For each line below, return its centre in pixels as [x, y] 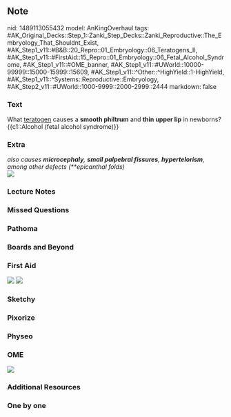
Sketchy [21, 299]
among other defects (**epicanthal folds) [66, 167]
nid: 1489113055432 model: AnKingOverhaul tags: [78, 28]
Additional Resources [44, 387]
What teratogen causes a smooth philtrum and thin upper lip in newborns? [114, 119]
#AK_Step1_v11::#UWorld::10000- [158, 64]
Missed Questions [38, 210]
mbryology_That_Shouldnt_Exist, [53, 42]
